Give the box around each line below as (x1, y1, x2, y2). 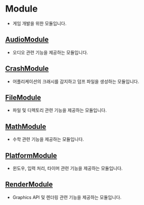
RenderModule (5, 180, 53, 189)
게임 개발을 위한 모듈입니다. (12, 20, 67, 26)
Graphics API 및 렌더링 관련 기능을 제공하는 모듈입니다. (12, 194, 122, 200)
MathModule (5, 122, 46, 131)
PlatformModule (5, 151, 57, 160)
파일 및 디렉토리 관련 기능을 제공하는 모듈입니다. (12, 107, 107, 114)
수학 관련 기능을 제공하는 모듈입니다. (12, 136, 84, 142)
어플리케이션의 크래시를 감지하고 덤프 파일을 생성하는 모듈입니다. (12, 78, 139, 84)
